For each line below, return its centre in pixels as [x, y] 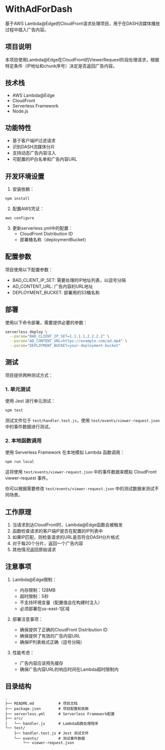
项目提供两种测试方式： [29, 375]
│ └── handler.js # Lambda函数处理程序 [52, 723]
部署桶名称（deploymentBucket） [54, 239]
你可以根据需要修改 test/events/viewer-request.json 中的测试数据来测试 [80, 488]
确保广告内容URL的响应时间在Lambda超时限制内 [69, 669]
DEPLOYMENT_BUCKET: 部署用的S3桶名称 [56, 292]
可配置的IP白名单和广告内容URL [45, 159]
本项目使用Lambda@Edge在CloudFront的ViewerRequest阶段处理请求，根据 [82, 59]
